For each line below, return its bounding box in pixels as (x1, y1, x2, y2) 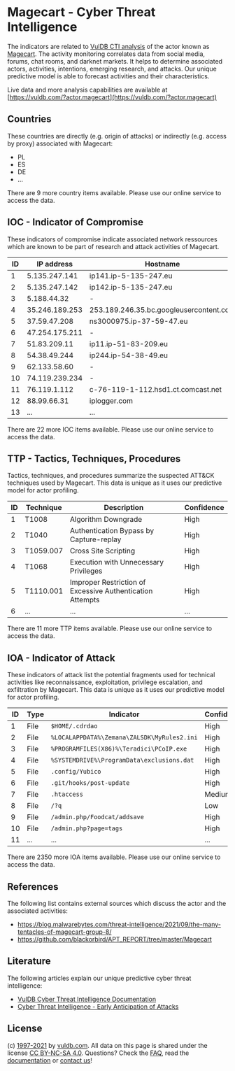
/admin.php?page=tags (50, 825, 123, 832)
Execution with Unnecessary (69, 558, 164, 567)
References (7, 881, 59, 893)
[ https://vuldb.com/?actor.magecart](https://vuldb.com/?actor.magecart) (7, 92, 217, 101)
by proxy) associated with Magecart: (7, 139, 113, 148)
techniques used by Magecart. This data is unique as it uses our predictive (7, 478, 222, 487)
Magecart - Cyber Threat (7, 4, 156, 20)
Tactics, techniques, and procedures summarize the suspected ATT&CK (7, 471, 215, 480)
